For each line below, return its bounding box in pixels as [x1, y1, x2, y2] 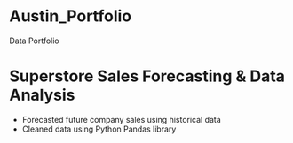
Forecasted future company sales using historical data [21, 114, 222, 124]
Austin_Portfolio [9, 6, 132, 26]
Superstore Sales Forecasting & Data [9, 66, 286, 87]
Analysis [9, 86, 75, 105]
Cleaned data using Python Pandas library [21, 124, 177, 134]
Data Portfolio [9, 35, 59, 46]
